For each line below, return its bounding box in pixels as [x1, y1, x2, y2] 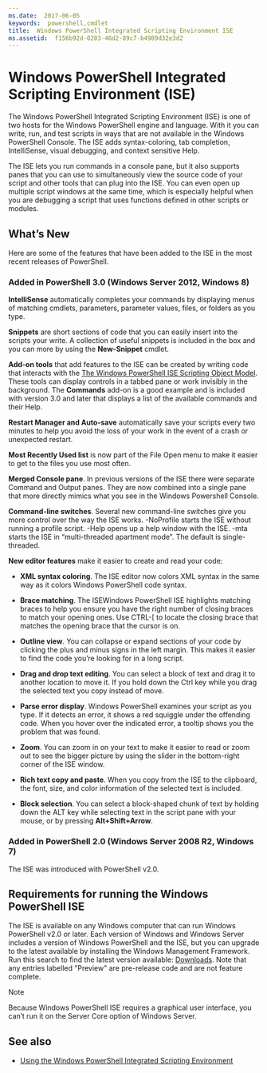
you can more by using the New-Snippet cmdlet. [8, 345, 170, 354]
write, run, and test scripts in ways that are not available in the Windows [8, 129, 245, 138]
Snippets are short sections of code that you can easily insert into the [8, 327, 238, 337]
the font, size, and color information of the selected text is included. [19, 784, 243, 793]
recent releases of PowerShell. [8, 257, 109, 266]
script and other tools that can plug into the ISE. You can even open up [8, 178, 241, 188]
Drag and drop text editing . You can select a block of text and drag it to [19, 669, 256, 679]
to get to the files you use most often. [8, 459, 132, 469]
